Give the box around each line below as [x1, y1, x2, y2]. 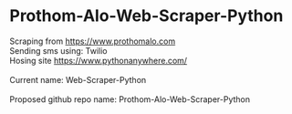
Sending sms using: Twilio [9, 45, 108, 56]
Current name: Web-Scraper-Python [9, 74, 147, 85]
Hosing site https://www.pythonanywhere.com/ [9, 55, 188, 66]
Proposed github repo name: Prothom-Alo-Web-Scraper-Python [9, 93, 251, 105]
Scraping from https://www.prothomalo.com [9, 36, 176, 47]
